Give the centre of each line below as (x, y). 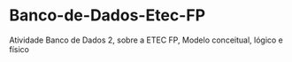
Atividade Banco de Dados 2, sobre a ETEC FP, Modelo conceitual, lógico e (146, 40)
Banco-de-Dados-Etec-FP (108, 15)
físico (19, 49)
